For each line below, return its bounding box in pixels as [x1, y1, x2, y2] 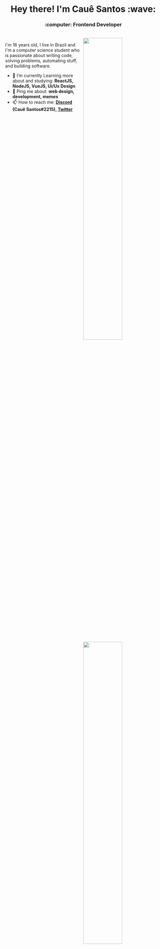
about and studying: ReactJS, [12, 78, 73, 84]
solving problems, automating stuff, [5, 58, 78, 64]
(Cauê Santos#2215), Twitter [12, 107, 73, 112]
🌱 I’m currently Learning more [12, 73, 73, 79]
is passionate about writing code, [5, 53, 73, 58]
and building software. [5, 63, 51, 69]
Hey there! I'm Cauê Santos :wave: [10, 3, 156, 15]
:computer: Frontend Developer [44, 21, 122, 28]
